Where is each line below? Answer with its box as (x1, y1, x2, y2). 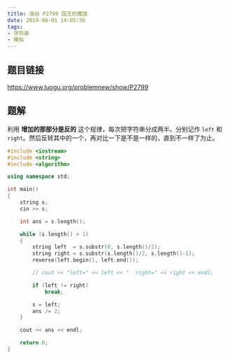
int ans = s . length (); (20, 218, 86, 225)
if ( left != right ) (32, 281, 89, 289)
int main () (7, 186, 39, 193)
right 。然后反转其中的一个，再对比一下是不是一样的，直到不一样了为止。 (7, 134, 219, 142)
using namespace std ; (7, 173, 71, 181)
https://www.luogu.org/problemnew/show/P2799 (7, 83, 149, 91)
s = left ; (32, 301, 61, 308)
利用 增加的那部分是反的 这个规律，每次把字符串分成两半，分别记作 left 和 (7, 125, 223, 133)
